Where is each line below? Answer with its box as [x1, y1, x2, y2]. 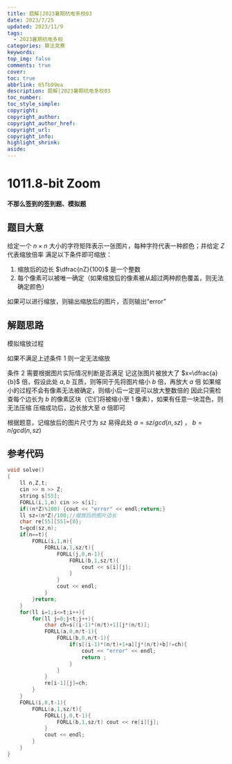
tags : [7, 29, 23, 37]
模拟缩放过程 [7, 339, 44, 347]
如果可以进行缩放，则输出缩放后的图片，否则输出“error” [7, 297, 166, 306]
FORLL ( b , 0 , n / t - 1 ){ [56, 635, 110, 642]
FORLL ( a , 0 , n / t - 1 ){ [44, 628, 98, 636]
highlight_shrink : [7, 140, 60, 147]
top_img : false [7, 56, 51, 63]
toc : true [7, 74, 36, 82]
